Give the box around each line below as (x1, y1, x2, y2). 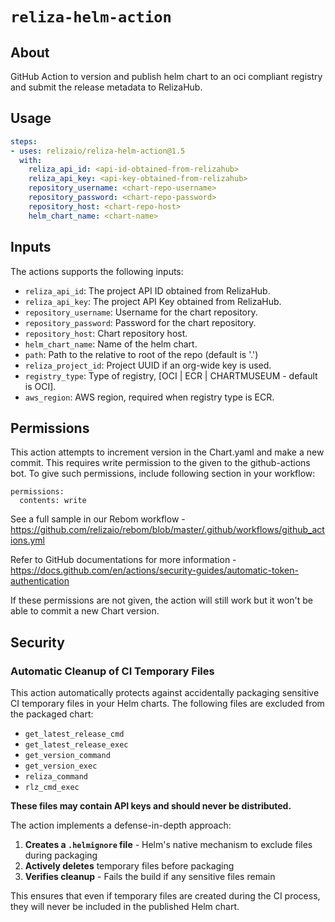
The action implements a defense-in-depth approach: (10, 819, 232, 831)
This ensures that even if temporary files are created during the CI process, (10, 890, 321, 902)
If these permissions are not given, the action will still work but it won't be (10, 594, 313, 607)
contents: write (19, 496, 87, 506)
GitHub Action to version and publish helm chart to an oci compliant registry (10, 71, 323, 82)
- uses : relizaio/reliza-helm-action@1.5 (10, 146, 186, 156)
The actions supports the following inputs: (10, 265, 184, 277)
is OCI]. (24, 380, 57, 392)
